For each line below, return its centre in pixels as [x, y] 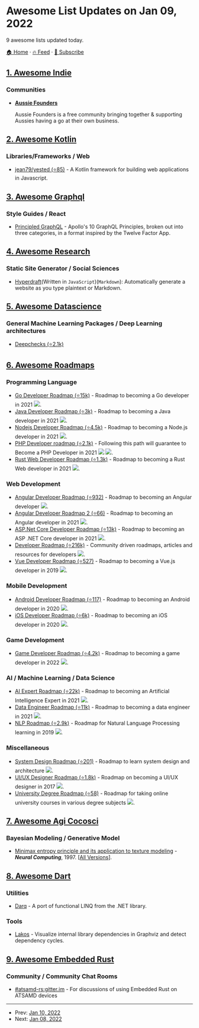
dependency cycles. [39, 941]
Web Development [33, 484]
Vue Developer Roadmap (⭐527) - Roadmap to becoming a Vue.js [95, 561]
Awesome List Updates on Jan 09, [92, 11]
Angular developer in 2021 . [51, 523]
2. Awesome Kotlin [41, 139]
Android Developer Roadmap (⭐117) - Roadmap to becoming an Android [102, 599]
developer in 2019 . [41, 570]
